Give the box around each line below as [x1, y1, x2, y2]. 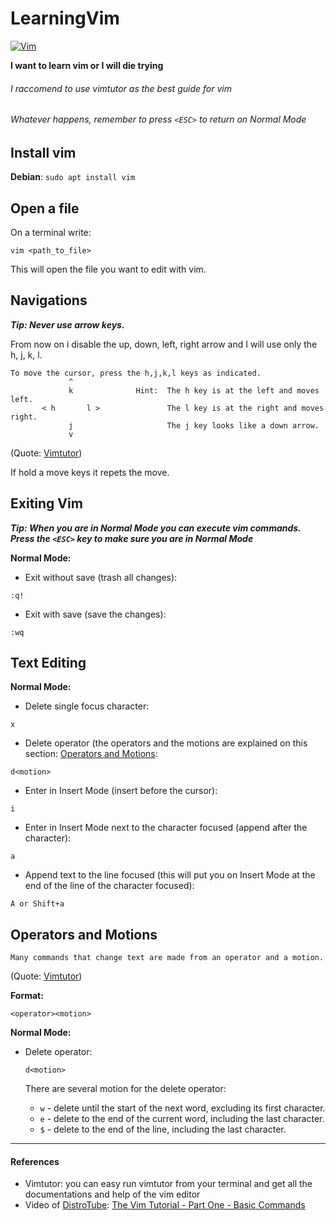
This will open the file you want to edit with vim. [10, 263, 207, 275]
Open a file [10, 200, 80, 217]
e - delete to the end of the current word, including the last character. [39, 1113, 325, 1125]
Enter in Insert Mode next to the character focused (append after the [24, 822, 308, 834]
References [10, 1155, 60, 1167]
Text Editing [10, 655, 87, 671]
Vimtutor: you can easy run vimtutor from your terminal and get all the [24, 1178, 313, 1190]
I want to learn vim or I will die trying [10, 59, 164, 71]
